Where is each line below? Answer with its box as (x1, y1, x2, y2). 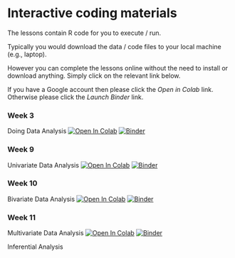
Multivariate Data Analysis (7, 229, 84, 237)
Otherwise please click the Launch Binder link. (7, 93, 144, 101)
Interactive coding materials (7, 5, 177, 21)
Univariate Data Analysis (7, 160, 80, 169)
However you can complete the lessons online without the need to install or (7, 63, 229, 72)
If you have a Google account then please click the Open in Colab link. (7, 85, 214, 93)
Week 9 (7, 145, 34, 155)
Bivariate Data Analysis (7, 195, 75, 203)
